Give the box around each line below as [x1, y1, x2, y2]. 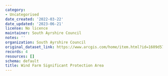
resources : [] [5, 53, 35, 59]
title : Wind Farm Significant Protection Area [5, 63, 104, 68]
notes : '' [5, 35, 26, 40]
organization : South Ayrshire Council [5, 40, 86, 45]
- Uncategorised [5, 12, 39, 17]
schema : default [5, 58, 39, 63]
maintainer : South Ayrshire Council [5, 30, 81, 35]
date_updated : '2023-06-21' [5, 21, 64, 26]
